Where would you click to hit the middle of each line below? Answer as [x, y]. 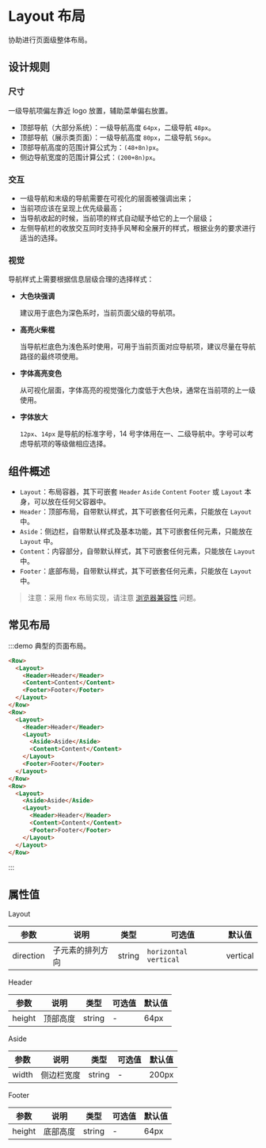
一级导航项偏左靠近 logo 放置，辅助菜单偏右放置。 [90, 110]
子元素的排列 [77, 951]
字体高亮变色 [40, 373]
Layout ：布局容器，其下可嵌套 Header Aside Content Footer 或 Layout [131, 492]
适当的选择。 [40, 238]
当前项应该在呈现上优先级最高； [72, 208]
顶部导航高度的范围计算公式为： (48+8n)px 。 [91, 147]
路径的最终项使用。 [51, 357]
